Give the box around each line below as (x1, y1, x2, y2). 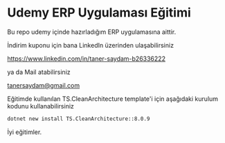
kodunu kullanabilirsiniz (7, 102, 75, 110)
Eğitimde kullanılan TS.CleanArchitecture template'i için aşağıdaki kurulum (7, 95, 219, 103)
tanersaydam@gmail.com (7, 81, 80, 89)
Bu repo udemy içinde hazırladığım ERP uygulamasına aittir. (7, 28, 177, 36)
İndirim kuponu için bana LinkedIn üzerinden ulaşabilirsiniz (7, 41, 174, 49)
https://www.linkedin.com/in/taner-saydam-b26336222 (7, 54, 166, 63)
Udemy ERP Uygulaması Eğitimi (7, 5, 192, 21)
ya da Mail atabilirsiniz (7, 68, 71, 76)
